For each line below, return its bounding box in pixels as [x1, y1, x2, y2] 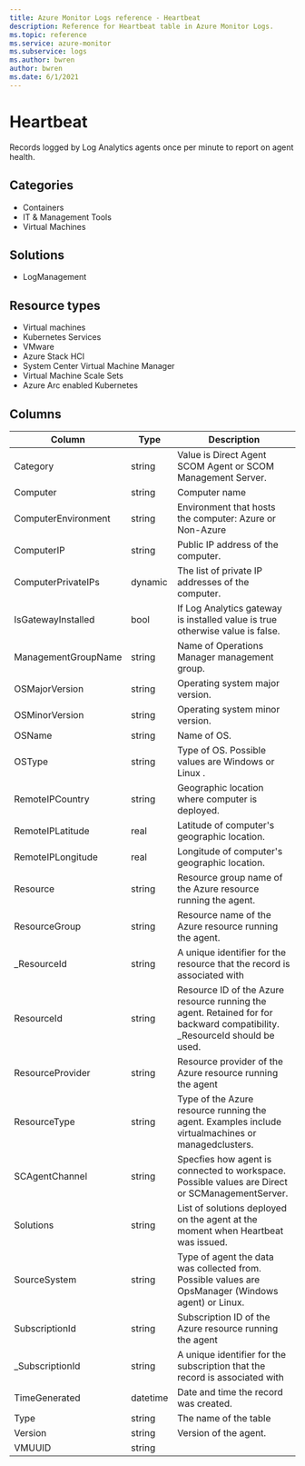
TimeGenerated [14, 1391, 81, 1404]
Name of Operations [176, 639, 264, 652]
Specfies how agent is [176, 1152, 272, 1165]
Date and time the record [176, 1385, 283, 1398]
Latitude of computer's [176, 819, 275, 832]
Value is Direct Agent [176, 448, 267, 461]
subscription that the [176, 1360, 266, 1372]
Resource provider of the [176, 1055, 284, 1068]
